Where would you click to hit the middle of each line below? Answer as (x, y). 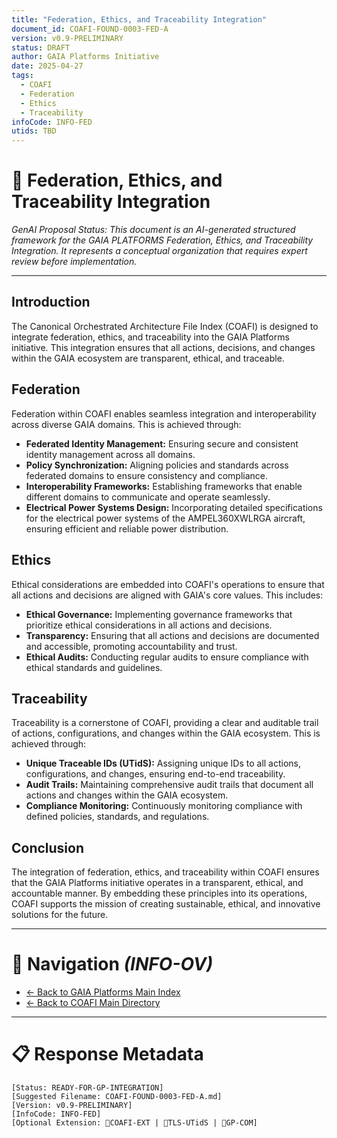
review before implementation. (74, 262)
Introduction (51, 302)
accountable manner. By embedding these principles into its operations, (159, 893)
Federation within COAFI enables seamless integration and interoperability (164, 413)
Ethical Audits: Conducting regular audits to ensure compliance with (167, 657)
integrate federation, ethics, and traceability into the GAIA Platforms (150, 337)
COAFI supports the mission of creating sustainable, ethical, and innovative (166, 904)
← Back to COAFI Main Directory (93, 1003)
